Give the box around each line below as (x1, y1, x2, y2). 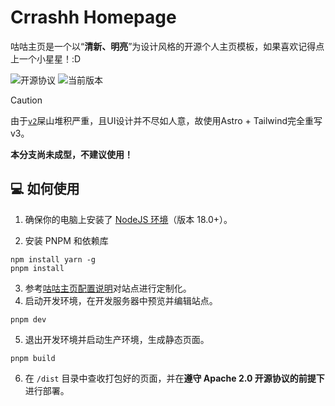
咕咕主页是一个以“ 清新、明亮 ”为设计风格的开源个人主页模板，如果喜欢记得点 (10, 40, 325, 52)
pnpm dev (10, 314, 47, 325)
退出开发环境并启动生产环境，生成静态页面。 (24, 333, 210, 345)
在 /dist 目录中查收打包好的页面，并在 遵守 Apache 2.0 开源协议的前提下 (24, 372, 325, 384)
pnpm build (10, 353, 56, 363)
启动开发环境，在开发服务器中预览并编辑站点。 (24, 294, 218, 306)
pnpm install (10, 263, 65, 273)
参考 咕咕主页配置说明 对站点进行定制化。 (24, 282, 192, 294)
